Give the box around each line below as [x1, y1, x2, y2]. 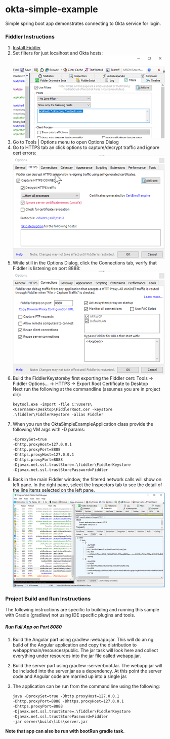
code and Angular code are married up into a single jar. [12, 673, 127, 679]
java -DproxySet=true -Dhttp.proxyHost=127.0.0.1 [12, 694, 120, 699]
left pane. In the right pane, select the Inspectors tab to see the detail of [12, 482, 162, 488]
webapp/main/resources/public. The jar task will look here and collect [12, 647, 158, 654]
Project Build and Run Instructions [5, 595, 91, 602]
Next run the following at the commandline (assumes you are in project [12, 386, 160, 392]
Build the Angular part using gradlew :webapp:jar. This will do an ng [12, 637, 154, 643]
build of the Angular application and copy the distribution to [12, 642, 137, 648]
